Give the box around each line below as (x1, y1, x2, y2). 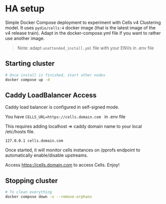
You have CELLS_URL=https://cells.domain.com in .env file (5, 114, 126, 120)
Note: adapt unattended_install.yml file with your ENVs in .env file (17, 45, 154, 51)
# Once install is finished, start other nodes (5, 73, 106, 78)
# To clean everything (5, 190, 52, 195)
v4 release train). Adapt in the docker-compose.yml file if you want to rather (5, 30, 161, 36)
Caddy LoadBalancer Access (5, 91, 97, 100)
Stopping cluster (5, 176, 58, 185)
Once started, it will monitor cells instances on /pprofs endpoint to (5, 147, 141, 153)
